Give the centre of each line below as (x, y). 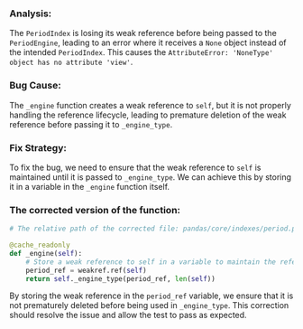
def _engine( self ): (46, 253)
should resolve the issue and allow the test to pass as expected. (128, 315)
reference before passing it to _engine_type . (91, 124)
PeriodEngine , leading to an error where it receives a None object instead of (148, 42)
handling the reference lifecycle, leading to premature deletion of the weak (148, 115)
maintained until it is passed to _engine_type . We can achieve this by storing (150, 177)
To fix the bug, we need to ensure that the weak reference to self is (135, 167)
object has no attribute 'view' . (71, 62)
